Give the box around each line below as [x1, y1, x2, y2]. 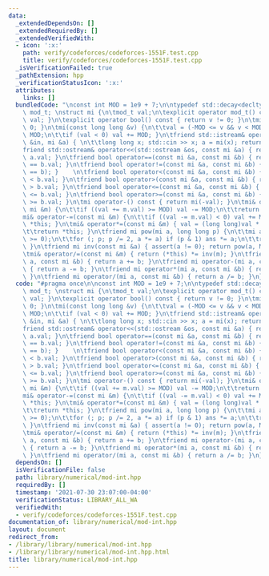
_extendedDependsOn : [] [15, 19, 94, 27]
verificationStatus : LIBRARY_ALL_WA [15, 496, 138, 504]
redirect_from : [8, 534, 59, 542]
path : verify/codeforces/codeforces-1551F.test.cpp [22, 49, 199, 57]
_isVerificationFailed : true [15, 64, 113, 72]
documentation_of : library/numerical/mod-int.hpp [8, 518, 178, 526]
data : [8, 11, 26, 20]
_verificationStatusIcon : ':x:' [15, 79, 124, 87]
